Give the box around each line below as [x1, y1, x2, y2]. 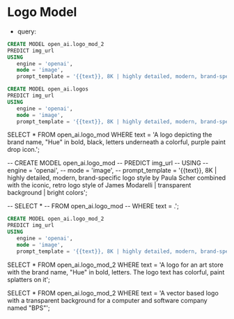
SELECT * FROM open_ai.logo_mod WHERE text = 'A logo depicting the [7, 130, 212, 139]
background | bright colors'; [7, 189, 88, 197]
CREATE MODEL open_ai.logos [7, 86, 89, 93]
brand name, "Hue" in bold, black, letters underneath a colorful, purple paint [7, 138, 226, 146]
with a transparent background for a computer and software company [7, 296, 208, 304]
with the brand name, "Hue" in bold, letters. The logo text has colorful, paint [7, 267, 225, 276]
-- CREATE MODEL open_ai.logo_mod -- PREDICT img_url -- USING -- [7, 159, 209, 167]
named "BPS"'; [7, 304, 50, 312]
